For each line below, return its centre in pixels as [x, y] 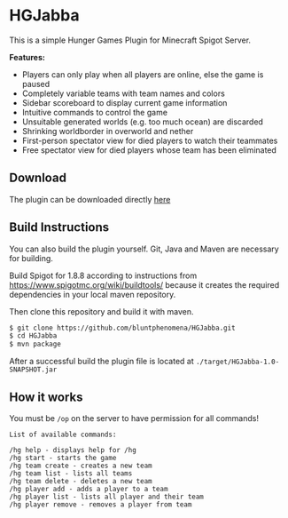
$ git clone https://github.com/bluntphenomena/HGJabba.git [123, 328]
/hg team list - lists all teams [71, 474]
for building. [31, 258]
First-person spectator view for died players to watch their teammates [150, 140]
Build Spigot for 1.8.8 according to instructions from [103, 275]
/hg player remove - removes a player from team [101, 505]
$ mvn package [35, 344]
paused [36, 84]
